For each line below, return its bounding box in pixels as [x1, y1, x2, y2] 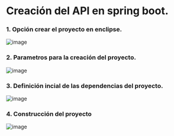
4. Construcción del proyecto [6, 110, 92, 118]
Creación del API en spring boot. [6, 4, 169, 18]
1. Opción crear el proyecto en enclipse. [6, 25, 123, 34]
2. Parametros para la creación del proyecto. [6, 53, 136, 61]
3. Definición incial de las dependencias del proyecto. [6, 82, 163, 90]
